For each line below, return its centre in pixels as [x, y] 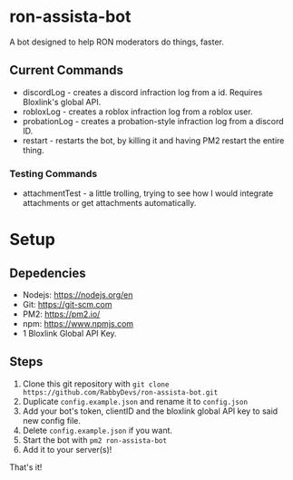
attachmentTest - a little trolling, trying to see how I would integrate [148, 193]
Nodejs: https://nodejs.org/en [78, 295]
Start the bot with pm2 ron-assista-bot [95, 440]
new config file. [52, 420]
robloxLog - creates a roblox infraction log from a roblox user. [137, 112]
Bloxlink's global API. [62, 102]
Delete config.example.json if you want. [98, 430]
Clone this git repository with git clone [96, 384]
